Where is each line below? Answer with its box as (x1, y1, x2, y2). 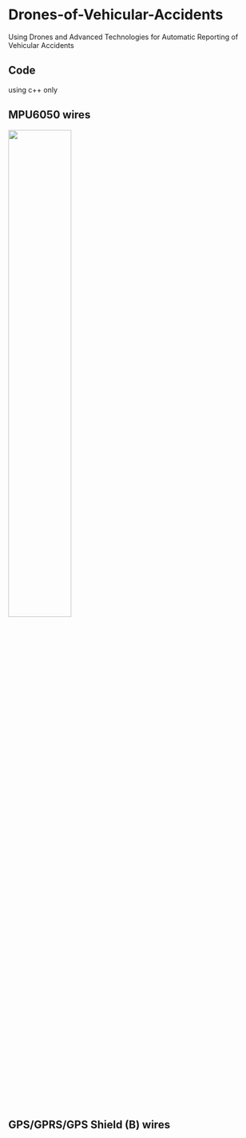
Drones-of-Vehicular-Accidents (8, 6, 224, 24)
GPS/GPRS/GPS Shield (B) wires (8, 1117, 170, 1132)
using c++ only (8, 85, 58, 94)
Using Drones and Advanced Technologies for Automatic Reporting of (8, 32, 239, 42)
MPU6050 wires (8, 108, 91, 121)
